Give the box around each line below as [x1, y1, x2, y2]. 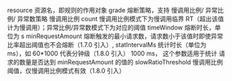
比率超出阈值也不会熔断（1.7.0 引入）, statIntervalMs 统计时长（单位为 [7, 41, 206, 48]
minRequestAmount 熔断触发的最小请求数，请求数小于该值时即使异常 [26, 32, 224, 40]
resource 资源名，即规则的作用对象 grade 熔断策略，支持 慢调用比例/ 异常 [7, 6, 218, 14]
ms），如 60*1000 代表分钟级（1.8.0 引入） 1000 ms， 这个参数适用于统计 [7, 49, 218, 57]
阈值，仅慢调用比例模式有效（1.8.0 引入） [7, 66, 126, 75]
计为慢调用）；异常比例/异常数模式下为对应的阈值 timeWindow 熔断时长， [7, 24, 215, 31]
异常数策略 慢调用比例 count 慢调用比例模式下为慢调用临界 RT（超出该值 [17, 15, 224, 23]
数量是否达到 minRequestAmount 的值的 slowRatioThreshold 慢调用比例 [19, 58, 224, 66]
